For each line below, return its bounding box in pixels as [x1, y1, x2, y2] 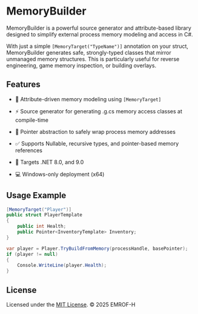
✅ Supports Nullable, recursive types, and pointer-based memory [15, 139, 179, 147]
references [15, 147, 42, 154]
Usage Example [6, 190, 67, 201]
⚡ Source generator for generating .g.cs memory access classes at [15, 107, 183, 115]
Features [6, 79, 41, 90]
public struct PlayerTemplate [6, 212, 83, 218]
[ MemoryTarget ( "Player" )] [6, 206, 71, 213]
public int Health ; [17, 223, 67, 230]
